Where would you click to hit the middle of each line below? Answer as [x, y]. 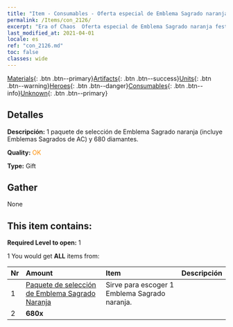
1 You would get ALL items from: [53, 256]
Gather [23, 187]
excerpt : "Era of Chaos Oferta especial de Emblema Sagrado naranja [110, 26]
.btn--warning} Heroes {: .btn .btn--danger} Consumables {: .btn [96, 86]
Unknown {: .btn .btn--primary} [64, 93]
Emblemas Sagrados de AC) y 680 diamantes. [73, 139]
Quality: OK [24, 152]
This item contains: [50, 226]
